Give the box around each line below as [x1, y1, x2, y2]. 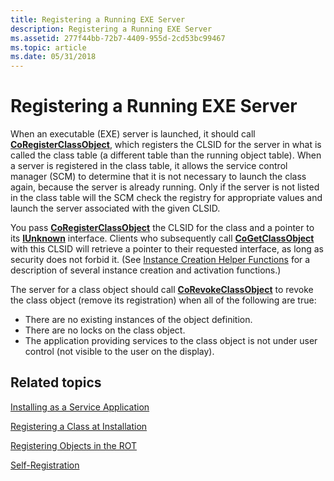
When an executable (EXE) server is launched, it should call [10, 128, 256, 140]
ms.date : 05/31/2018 [10, 52, 97, 62]
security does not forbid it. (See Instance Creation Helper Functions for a [10, 254, 311, 266]
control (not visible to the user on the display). [24, 346, 215, 358]
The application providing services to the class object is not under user [24, 335, 318, 347]
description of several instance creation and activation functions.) [10, 264, 282, 276]
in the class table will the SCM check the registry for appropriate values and [10, 192, 323, 204]
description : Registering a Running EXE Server [10, 24, 213, 34]
